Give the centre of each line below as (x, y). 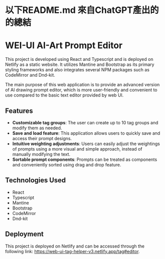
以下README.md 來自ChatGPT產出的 (82, 10)
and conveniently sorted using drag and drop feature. (67, 164)
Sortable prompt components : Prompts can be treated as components (84, 159)
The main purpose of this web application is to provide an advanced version (82, 85)
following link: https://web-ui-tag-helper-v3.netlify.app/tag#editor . (72, 251)
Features (19, 111)
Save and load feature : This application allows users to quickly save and (86, 133)
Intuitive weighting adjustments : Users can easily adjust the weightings (86, 144)
